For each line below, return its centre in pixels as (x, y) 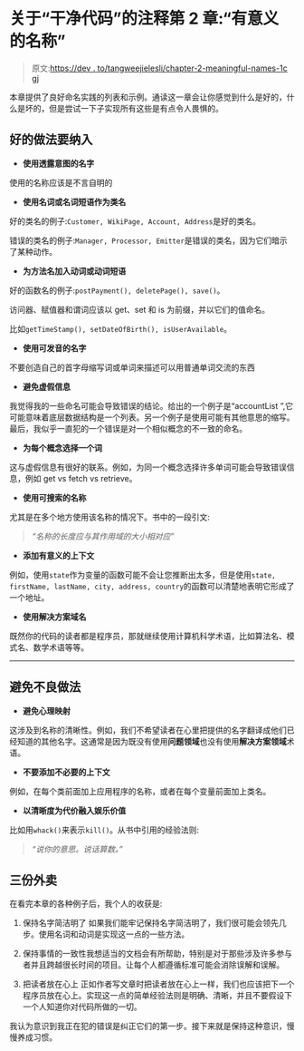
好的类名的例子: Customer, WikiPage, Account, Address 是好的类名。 (135, 221)
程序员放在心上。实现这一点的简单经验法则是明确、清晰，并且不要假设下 (157, 996)
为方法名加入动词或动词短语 (74, 271)
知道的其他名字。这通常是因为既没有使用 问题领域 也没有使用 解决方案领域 (152, 741)
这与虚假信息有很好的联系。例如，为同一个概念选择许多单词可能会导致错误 (148, 467)
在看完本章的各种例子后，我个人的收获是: (86, 904)
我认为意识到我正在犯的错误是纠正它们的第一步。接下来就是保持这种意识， (148, 1027)
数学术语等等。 (61, 647)
